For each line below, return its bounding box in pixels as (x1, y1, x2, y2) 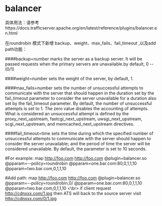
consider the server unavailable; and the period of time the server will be (5, 141, 150, 146)
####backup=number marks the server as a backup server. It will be (5, 56, 143, 62)
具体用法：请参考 (5, 19, 39, 25)
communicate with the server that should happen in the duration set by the (5, 90, 154, 96)
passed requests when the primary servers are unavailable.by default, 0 (5, 61, 149, 67)
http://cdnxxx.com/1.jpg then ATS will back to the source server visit (5, 190, 142, 196)
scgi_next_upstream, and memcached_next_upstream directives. (5, 121, 135, 127)
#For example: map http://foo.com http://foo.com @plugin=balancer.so (5, 155, 147, 161)
